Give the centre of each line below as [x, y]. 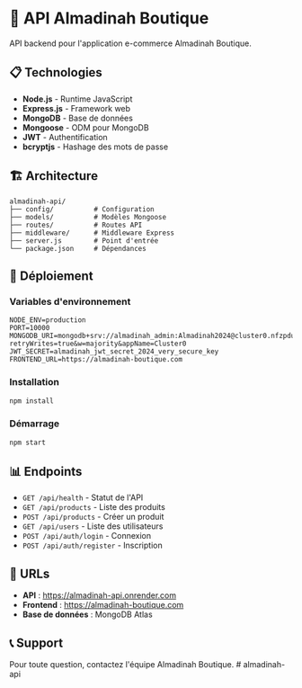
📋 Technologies [56, 72]
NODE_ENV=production [48, 320]
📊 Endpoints [46, 471]
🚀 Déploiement [51, 276]
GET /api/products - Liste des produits [94, 507]
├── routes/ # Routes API [76, 225]
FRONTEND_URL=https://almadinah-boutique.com [96, 360]
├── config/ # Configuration [82, 209]
